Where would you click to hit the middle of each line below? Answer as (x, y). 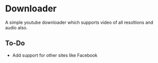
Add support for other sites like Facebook (55, 55)
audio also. (16, 27)
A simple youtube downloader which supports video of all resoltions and (79, 22)
